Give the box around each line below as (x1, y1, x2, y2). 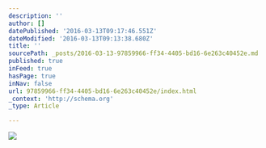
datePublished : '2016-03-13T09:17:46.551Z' (8, 27, 158, 35)
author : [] (8, 19, 45, 27)
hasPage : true (8, 72, 57, 80)
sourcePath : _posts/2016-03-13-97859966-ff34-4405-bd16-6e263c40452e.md (8, 49, 259, 57)
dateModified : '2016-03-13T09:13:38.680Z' (8, 34, 154, 43)
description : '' (8, 11, 63, 20)
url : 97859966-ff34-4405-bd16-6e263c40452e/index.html (8, 87, 197, 95)
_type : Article (8, 102, 60, 110)
